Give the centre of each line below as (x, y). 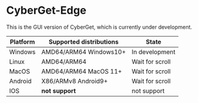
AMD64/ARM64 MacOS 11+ (82, 71)
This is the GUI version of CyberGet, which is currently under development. (99, 27)
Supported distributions (84, 41)
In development (154, 51)
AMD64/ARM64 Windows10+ (83, 51)
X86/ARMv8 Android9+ (74, 81)
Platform (22, 41)
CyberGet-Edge (46, 10)
